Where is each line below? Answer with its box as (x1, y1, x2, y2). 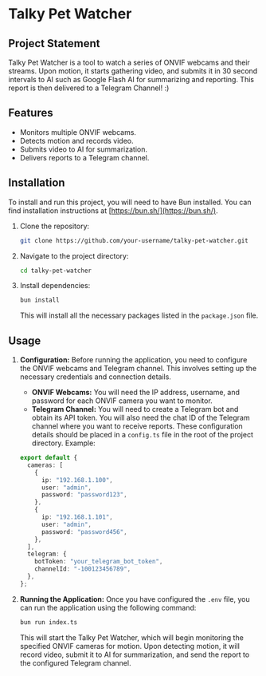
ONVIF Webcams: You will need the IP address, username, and (31, 388, 241, 397)
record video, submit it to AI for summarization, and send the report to (19, 650, 250, 659)
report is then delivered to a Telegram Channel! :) (8, 83, 170, 93)
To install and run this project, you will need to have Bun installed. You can (8, 197, 252, 207)
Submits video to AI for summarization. (19, 144, 148, 154)
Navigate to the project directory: (19, 251, 129, 260)
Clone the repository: (19, 221, 90, 231)
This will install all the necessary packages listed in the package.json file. (19, 310, 259, 320)
